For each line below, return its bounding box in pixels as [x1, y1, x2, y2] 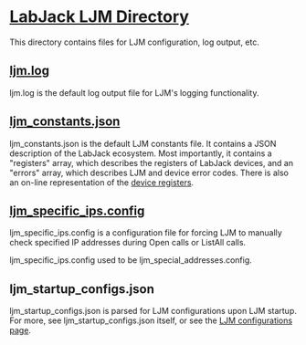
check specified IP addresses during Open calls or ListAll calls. [9, 237, 247, 248]
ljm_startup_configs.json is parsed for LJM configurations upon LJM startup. [9, 306, 297, 317]
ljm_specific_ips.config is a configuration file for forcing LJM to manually [9, 227, 283, 238]
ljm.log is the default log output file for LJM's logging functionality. [9, 87, 259, 98]
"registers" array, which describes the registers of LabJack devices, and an [9, 157, 294, 168]
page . [9, 325, 32, 336]
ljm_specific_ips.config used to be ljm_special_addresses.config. [9, 255, 253, 266]
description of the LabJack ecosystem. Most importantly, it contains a [9, 148, 272, 159]
